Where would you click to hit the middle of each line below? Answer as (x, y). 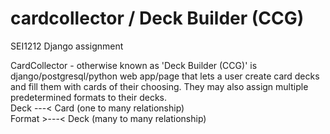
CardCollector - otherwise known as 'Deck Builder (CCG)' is (134, 65)
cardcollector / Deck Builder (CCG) (157, 18)
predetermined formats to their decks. (88, 97)
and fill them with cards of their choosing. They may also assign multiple (159, 86)
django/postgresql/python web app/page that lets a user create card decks (165, 76)
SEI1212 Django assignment (67, 46)
